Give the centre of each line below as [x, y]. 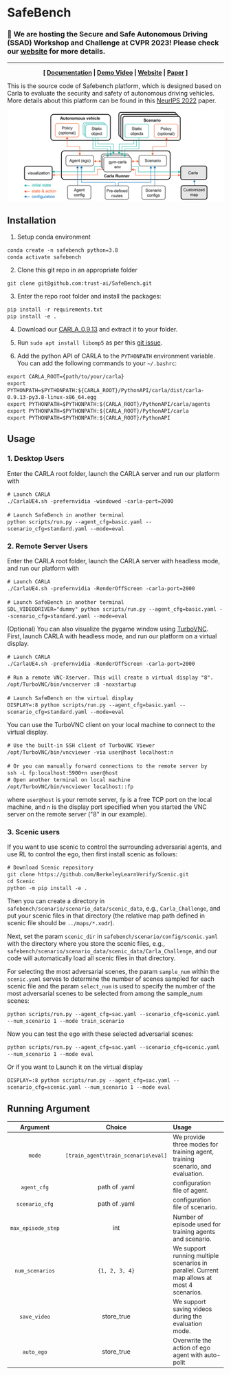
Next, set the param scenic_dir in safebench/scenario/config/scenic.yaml [112, 936]
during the [188, 1317]
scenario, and [192, 1166]
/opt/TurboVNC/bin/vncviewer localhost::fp [70, 787]
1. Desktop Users [36, 459]
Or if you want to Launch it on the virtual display [75, 1067]
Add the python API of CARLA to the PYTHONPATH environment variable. [116, 356]
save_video [35, 1317]
